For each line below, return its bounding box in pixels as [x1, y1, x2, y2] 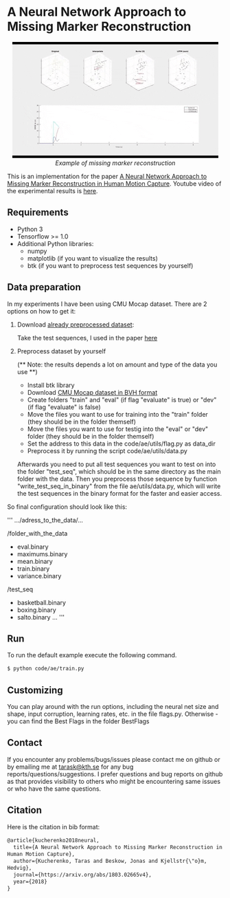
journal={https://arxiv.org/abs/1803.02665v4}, [13, 871, 152, 878]
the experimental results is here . [7, 186, 98, 195]
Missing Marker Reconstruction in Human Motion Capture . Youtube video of [7, 179, 222, 188]
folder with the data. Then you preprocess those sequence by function [16, 474, 218, 483]
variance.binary [16, 571, 62, 580]
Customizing [7, 684, 63, 696]
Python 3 [16, 225, 43, 233]
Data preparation [7, 281, 81, 293]
